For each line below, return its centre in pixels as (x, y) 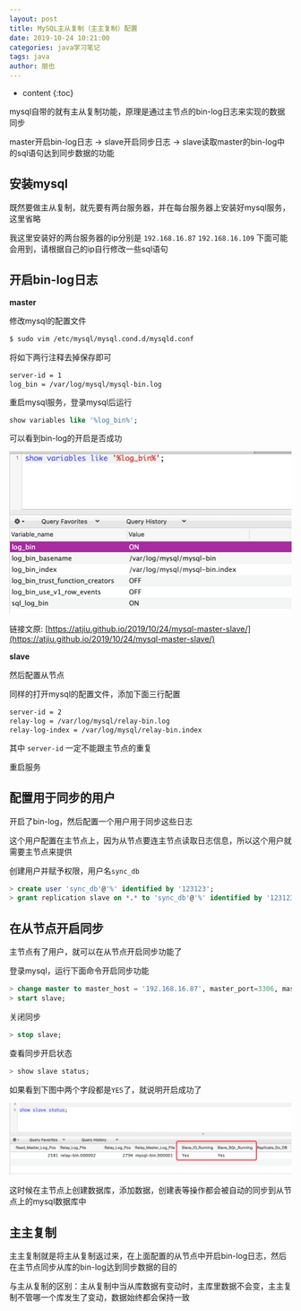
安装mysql (39, 184)
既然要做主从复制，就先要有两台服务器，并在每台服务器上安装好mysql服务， (150, 207)
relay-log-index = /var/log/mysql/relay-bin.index (106, 730)
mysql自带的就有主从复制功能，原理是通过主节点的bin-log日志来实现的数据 (147, 111)
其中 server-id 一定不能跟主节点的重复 (81, 748)
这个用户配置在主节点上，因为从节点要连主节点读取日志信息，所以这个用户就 (150, 840)
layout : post (34, 19)
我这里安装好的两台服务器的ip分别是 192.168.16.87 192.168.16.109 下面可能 (149, 237)
